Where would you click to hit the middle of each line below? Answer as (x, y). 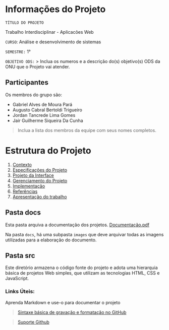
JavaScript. (17, 279)
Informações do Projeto (55, 9)
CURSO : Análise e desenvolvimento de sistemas (53, 42)
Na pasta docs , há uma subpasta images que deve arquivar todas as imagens (84, 234)
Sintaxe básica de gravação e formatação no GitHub (72, 312)
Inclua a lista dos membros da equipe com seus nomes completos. (87, 130)
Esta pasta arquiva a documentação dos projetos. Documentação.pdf (77, 225)
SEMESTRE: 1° (18, 51)
